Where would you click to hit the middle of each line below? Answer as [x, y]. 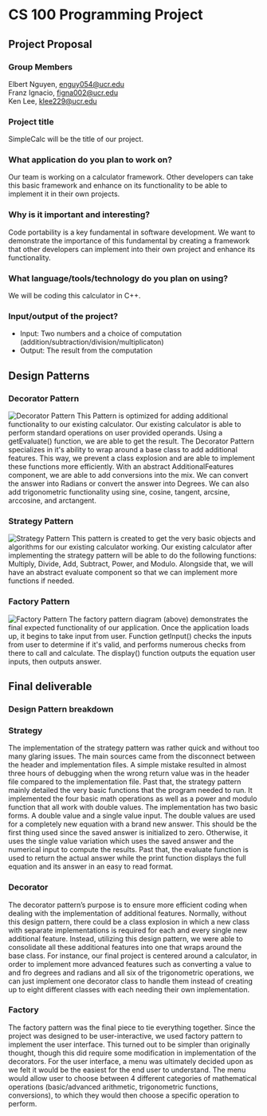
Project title [31, 121]
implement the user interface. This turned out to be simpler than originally [129, 1044]
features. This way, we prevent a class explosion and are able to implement [132, 458]
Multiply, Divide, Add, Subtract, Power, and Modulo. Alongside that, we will [131, 564]
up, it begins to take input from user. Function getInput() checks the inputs [130, 636]
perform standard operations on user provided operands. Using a [116, 433]
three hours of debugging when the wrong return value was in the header [129, 773]
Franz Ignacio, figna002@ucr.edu [63, 93]
